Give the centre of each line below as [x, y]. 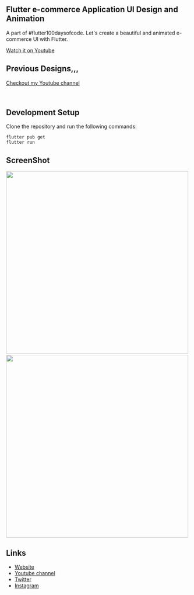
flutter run [20, 143]
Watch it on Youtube [30, 50]
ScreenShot [28, 160]
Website [24, 567]
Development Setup [43, 113]
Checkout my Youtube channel [43, 83]
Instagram [27, 586]
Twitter [23, 580]
